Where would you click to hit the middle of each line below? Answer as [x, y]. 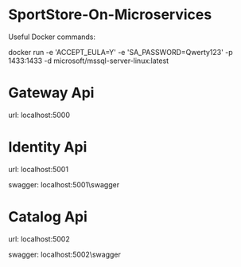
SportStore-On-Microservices [110, 15]
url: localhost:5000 [39, 115]
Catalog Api [48, 217]
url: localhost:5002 [39, 239]
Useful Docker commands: [52, 37]
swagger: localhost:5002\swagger [64, 254]
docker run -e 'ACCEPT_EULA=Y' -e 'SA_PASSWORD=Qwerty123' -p [120, 52]
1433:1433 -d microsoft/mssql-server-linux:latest [89, 61]
